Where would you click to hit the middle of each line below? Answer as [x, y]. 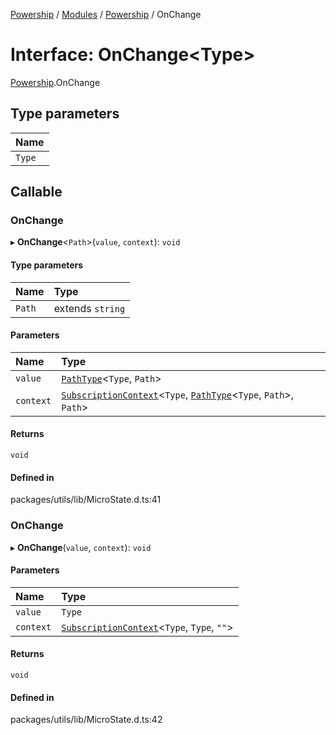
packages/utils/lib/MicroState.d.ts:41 [86, 500]
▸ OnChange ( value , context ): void [81, 547]
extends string [89, 308]
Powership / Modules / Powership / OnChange [106, 14]
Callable [36, 192]
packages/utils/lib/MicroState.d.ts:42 [86, 720]
